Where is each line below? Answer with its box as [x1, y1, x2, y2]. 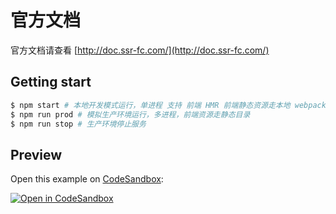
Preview [10, 146, 63, 163]
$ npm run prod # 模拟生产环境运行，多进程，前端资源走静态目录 [10, 109, 251, 120]
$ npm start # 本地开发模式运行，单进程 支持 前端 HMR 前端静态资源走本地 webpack [10, 100, 327, 110]
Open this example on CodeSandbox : [10, 173, 164, 185]
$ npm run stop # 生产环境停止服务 [10, 119, 147, 129]
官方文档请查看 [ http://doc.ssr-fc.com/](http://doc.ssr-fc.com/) [10, 44, 270, 56]
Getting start [10, 74, 92, 91]
